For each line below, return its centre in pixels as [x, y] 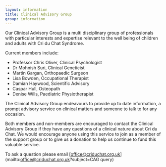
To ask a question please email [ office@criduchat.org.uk [63, 154]
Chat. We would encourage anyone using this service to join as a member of [83, 134]
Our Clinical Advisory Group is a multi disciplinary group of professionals [79, 33]
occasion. [15, 114]
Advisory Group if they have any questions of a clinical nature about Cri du [81, 129]
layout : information [27, 10]
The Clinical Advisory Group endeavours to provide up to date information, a [83, 104]
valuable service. [23, 145]
